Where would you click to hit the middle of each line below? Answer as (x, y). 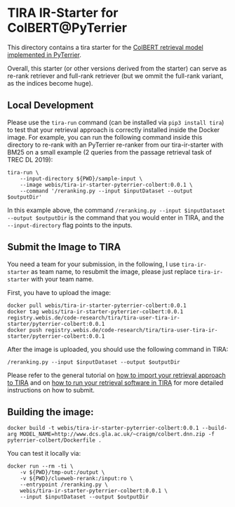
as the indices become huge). (50, 83)
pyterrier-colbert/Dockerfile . (54, 440)
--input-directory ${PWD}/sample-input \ (81, 178)
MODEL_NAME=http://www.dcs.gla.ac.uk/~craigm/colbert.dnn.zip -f (117, 434)
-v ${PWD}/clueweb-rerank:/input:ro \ (76, 479)
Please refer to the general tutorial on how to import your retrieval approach (116, 375)
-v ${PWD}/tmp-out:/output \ (62, 473)
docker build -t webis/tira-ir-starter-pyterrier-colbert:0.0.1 (103, 428)
